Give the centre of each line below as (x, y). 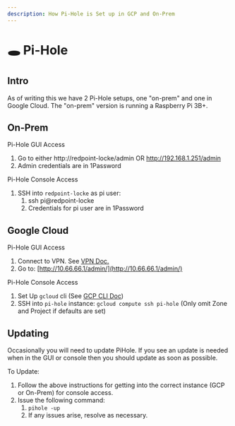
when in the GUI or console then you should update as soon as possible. (113, 358)
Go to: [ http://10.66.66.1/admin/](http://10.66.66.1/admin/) (100, 268)
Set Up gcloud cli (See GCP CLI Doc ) (71, 296)
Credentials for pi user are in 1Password (86, 208)
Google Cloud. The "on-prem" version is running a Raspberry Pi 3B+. (108, 105)
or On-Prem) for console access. (65, 393)
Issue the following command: (61, 401)
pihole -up (44, 408)
